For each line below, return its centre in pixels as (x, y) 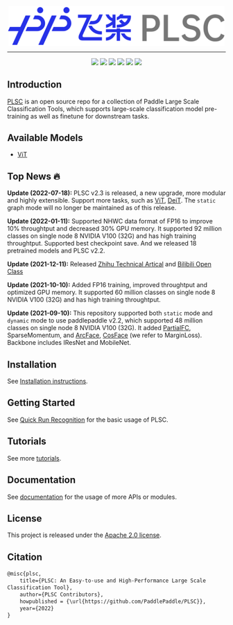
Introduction (35, 85)
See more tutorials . (34, 458)
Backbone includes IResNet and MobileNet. (69, 343)
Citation (25, 557)
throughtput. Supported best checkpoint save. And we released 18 (102, 243)
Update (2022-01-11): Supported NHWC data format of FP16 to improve (110, 221)
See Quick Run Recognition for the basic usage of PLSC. (88, 420)
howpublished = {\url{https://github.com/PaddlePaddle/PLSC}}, (113, 602)
